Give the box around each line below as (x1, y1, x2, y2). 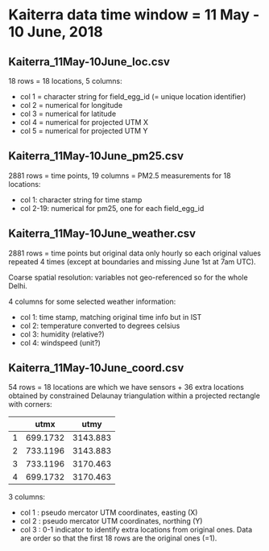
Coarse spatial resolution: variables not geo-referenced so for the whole (8, 272, 248, 282)
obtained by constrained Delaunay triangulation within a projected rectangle (8, 391, 260, 400)
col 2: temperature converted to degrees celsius (19, 321, 180, 330)
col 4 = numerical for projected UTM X (19, 118, 149, 126)
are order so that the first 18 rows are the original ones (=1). (19, 533, 217, 543)
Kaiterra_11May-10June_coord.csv (8, 361, 184, 375)
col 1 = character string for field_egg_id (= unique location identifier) (19, 92, 246, 101)
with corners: (8, 400, 52, 409)
